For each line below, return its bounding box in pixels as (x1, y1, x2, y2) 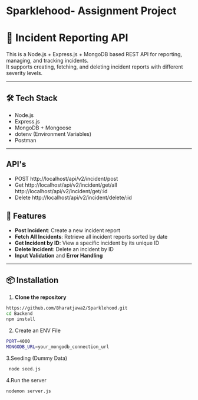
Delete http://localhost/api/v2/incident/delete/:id (14, 194, 133, 201)
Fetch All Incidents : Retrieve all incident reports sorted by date (14, 233, 168, 240)
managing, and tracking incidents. (6, 57, 89, 64)
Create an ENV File (14, 327, 61, 334)
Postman (14, 136, 37, 144)
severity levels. (6, 70, 43, 77)
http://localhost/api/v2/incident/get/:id (14, 187, 108, 194)
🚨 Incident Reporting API (6, 31, 128, 45)
